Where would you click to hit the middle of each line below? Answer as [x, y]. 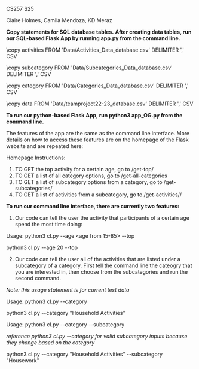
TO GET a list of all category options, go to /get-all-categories [91, 176]
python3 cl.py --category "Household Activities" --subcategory [85, 354]
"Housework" [23, 361]
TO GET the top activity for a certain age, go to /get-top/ [84, 169]
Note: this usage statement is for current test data [68, 290]
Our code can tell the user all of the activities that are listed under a [98, 259]
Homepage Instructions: [36, 158]
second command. [38, 278]
